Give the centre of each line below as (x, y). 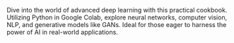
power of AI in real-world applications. (62, 32)
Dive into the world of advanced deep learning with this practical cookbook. (117, 10)
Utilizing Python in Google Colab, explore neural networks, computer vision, (117, 17)
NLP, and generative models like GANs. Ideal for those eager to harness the (117, 25)
